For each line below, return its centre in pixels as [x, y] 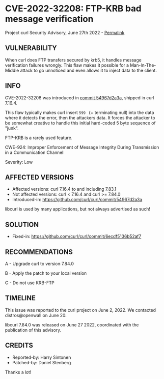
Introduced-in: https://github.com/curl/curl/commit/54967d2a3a [77, 200]
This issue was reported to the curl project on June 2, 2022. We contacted [81, 310]
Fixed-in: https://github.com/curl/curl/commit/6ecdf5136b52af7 [77, 236]
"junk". [12, 128]
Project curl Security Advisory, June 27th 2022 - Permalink [65, 32]
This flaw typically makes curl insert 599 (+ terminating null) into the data [80, 112]
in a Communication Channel [34, 152]
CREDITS [19, 345]
